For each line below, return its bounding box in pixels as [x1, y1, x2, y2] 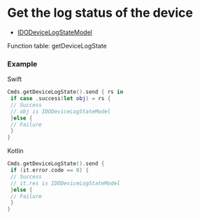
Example [7, 59, 38, 69]
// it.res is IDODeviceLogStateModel [10, 180, 120, 187]
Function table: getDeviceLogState [7, 41, 107, 50]
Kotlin [7, 147, 24, 155]
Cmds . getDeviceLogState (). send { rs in [7, 89, 124, 96]
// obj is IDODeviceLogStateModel [10, 108, 111, 115]
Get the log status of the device [7, 5, 194, 21]
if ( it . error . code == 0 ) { [10, 167, 90, 174]
